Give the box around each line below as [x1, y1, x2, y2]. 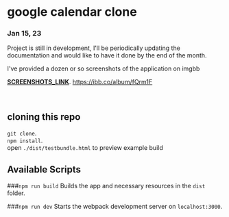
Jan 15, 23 [7, 29, 42, 38]
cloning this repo [7, 111, 81, 123]
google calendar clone [7, 4, 137, 20]
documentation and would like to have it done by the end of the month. [7, 51, 207, 60]
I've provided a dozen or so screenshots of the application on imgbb [7, 64, 200, 73]
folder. [7, 189, 25, 197]
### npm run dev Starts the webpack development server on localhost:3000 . [7, 203, 223, 211]
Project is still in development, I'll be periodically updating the [7, 44, 180, 52]
